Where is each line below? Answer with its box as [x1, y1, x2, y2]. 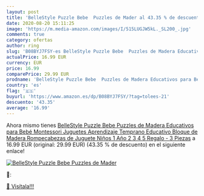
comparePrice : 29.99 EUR [6, 71, 69, 77]
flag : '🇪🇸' [6, 88, 36, 94]
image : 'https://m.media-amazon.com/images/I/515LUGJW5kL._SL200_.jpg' [6, 25, 191, 32]
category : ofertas [6, 37, 53, 43]
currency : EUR [6, 59, 42, 66]
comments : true [6, 32, 45, 38]
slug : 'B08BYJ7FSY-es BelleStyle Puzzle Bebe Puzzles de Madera [6, 49, 175, 55]
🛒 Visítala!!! [6, 183, 35, 190]
